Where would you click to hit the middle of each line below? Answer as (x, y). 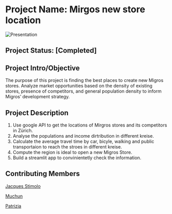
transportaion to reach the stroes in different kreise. (67, 146)
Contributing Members (43, 174)
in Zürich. (23, 130)
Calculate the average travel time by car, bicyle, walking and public (83, 141)
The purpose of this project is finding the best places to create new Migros (84, 80)
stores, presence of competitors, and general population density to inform (83, 91)
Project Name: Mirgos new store (75, 9)
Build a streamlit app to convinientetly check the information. (77, 158)
